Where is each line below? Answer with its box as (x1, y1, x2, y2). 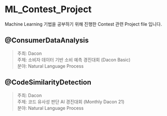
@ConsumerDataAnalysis (5, 36, 89, 45)
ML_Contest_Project (5, 4, 92, 15)
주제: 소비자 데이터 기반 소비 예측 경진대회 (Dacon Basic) (17, 56, 130, 63)
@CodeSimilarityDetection (5, 78, 92, 87)
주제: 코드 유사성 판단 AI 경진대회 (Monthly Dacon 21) (17, 98, 125, 105)
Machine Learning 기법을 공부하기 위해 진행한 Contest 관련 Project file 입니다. (5, 21, 162, 27)
